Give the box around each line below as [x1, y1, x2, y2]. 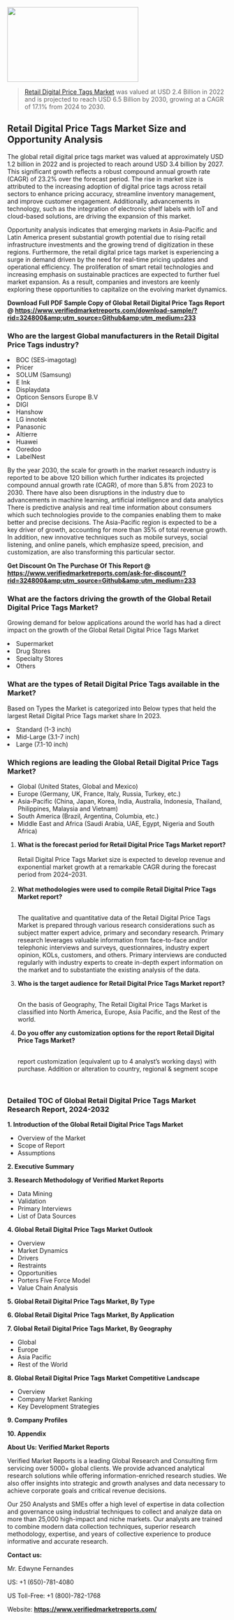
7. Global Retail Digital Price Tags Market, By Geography [7, 1324, 173, 1333]
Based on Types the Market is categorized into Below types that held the [7, 704, 217, 713]
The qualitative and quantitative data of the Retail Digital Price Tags [17, 914, 211, 921]
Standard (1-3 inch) [16, 725, 72, 734]
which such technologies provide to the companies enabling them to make [7, 511, 221, 519]
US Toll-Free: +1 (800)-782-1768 [7, 1591, 101, 1600]
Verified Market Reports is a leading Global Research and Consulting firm [7, 1457, 218, 1465]
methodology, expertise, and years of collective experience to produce [7, 1530, 212, 1538]
